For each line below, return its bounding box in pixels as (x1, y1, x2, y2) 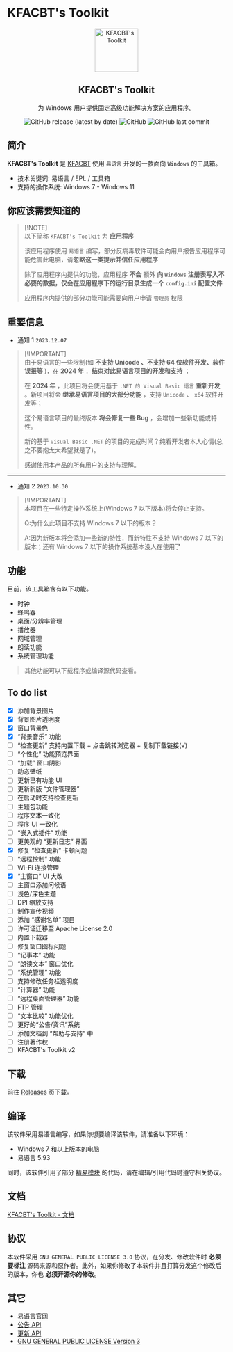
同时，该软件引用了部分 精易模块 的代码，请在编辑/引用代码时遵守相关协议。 (7, 1168, 225, 1177)
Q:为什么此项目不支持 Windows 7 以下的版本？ (24, 519, 157, 527)
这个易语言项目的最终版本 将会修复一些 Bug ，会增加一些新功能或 (24, 414, 212, 422)
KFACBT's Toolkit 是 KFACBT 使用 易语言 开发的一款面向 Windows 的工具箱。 (7, 159, 222, 168)
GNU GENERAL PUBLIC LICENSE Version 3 (17, 1337, 141, 1346)
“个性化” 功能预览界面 (17, 750, 80, 758)
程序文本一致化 (17, 811, 60, 819)
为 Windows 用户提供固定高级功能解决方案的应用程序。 (37, 103, 196, 112)
